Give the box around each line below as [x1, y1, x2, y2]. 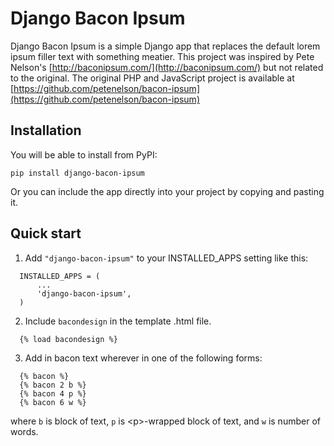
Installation [10, 122, 82, 139]
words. [10, 425, 39, 437]
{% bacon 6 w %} [19, 397, 87, 407]
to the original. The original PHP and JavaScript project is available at [10, 72, 295, 84]
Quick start [10, 225, 82, 242]
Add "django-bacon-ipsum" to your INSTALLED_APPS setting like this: [24, 252, 309, 264]
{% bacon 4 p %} [19, 388, 87, 399]
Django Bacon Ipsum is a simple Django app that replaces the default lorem [10, 40, 321, 52]
